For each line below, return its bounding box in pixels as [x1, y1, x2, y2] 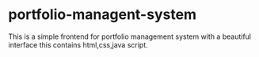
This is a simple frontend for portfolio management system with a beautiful [8, 32, 252, 41]
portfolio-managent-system [8, 6, 196, 24]
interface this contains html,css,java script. [8, 40, 148, 49]
